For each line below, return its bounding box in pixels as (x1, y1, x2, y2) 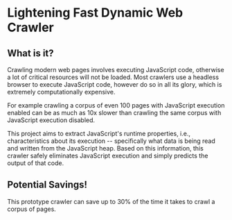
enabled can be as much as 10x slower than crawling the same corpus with (7, 109, 222, 117)
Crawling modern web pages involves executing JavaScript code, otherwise (7, 66, 224, 74)
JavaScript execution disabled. (7, 116, 96, 124)
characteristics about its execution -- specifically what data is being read (7, 137, 216, 145)
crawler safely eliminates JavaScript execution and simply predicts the (7, 151, 208, 160)
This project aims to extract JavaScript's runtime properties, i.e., (7, 130, 191, 137)
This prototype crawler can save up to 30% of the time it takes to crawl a (7, 197, 215, 205)
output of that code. (7, 159, 64, 167)
